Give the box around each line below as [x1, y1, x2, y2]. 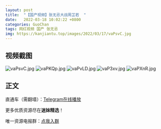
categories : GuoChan [5, 21, 50, 27]
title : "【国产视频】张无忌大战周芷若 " [5, 12, 86, 17]
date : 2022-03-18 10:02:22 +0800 [5, 17, 81, 22]
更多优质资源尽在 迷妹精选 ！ [5, 107, 64, 113]
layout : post [5, 7, 33, 13]
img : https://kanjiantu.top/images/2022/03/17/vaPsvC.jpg [5, 31, 131, 36]
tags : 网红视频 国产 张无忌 [5, 27, 58, 32]
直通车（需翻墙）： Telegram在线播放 [5, 96, 81, 102]
